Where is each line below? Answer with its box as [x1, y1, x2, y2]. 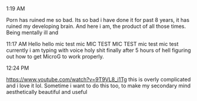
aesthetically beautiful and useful [6, 89, 88, 95]
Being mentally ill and [6, 29, 59, 36]
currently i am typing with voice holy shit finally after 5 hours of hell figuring [6, 47, 191, 54]
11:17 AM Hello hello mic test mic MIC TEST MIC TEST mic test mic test [6, 41, 179, 47]
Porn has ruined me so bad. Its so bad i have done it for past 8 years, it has [6, 17, 190, 23]
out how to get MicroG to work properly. [6, 53, 104, 60]
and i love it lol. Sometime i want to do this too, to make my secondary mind [6, 82, 191, 89]
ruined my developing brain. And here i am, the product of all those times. [6, 23, 186, 30]
